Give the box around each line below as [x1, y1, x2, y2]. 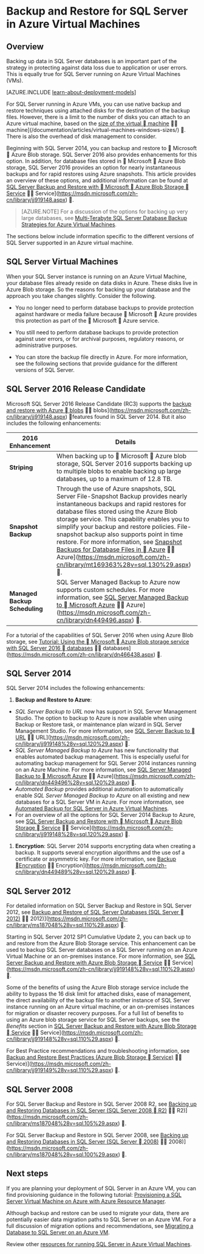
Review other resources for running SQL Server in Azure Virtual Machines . [6, 1240, 192, 1247]
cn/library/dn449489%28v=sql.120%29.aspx [15, 868, 128, 876]
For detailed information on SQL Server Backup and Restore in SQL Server [6, 902, 192, 909]
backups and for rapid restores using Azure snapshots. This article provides [6, 170, 196, 177]
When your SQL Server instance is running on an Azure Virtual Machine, [6, 272, 187, 280]
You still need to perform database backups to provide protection [15, 328, 178, 336]
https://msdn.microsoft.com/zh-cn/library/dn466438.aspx [8, 650, 154, 658]
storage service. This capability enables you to [56, 515, 189, 523]
